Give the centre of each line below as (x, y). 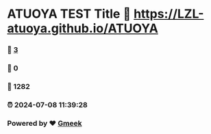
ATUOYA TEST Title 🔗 (69, 14)
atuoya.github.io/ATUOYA (83, 28)
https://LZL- (169, 14)
